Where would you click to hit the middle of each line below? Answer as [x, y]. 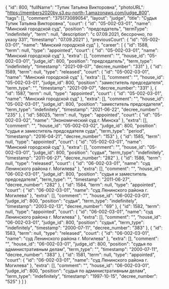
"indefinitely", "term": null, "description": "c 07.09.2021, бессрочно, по [79, 34]
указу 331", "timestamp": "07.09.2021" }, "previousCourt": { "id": [72, 39]
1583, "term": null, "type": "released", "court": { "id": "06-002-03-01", [78, 233]
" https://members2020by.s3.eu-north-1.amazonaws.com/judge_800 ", [78, 13]
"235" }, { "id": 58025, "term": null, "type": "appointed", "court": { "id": [78, 115]
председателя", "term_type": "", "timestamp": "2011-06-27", [68, 179]
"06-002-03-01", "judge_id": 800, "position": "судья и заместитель [76, 174]
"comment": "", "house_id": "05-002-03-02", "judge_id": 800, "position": [81, 126]
